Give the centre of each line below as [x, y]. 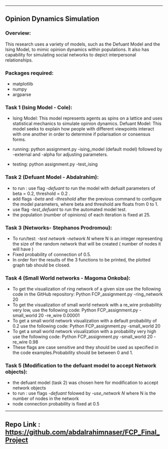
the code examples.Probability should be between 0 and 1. [73, 352]
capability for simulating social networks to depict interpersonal [71, 54]
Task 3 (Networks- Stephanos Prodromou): [59, 227]
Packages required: [29, 73]
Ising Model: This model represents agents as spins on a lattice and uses [87, 118]
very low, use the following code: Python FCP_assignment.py [75, 310]
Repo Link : [23, 424]
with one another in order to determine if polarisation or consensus [81, 134]
